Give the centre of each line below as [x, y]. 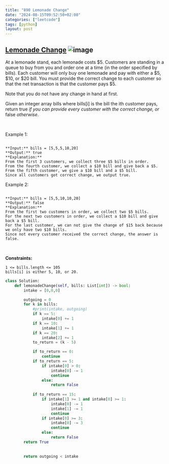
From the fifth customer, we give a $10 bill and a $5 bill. [72, 170]
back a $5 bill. [22, 220]
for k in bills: [41, 304]
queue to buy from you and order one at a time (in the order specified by [81, 68]
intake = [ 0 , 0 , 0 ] [42, 290]
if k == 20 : [45, 333]
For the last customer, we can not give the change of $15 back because [84, 225]
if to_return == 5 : [53, 361]
